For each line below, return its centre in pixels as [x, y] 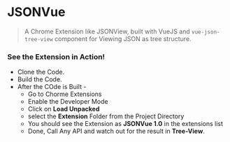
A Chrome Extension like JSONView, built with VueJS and [107, 31]
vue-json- [206, 32]
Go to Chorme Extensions [65, 94]
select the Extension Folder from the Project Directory [106, 116]
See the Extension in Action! [56, 56]
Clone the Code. [41, 72]
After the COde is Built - [52, 87]
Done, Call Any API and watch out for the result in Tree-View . [116, 131]
